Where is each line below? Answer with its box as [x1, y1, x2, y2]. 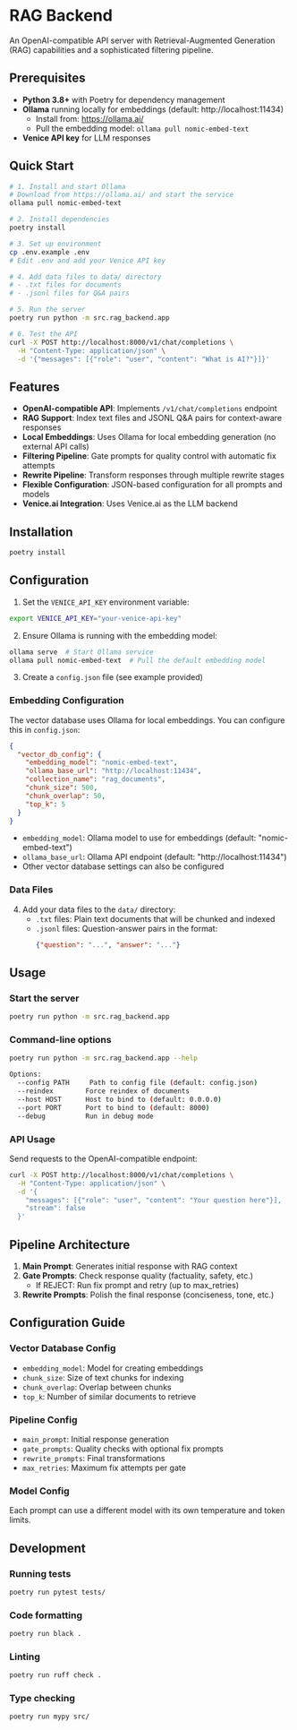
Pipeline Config [9, 1413, 78, 1425]
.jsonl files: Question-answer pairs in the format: [35, 923, 218, 934]
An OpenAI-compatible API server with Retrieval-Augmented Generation [9, 35, 276, 46]
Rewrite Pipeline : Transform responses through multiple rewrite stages [21, 469, 284, 480]
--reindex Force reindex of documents [17, 1087, 191, 1096]
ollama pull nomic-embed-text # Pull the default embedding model [9, 656, 267, 665]
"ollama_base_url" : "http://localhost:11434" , [25, 767, 202, 776]
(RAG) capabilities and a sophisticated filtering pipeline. [9, 44, 214, 55]
